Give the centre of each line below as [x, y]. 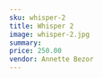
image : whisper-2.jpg [50, 34]
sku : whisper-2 [38, 17]
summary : [26, 43]
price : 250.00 [36, 51]
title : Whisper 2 [42, 26]
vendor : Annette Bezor [51, 59]
